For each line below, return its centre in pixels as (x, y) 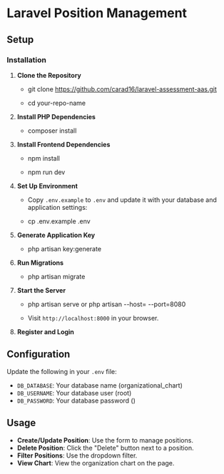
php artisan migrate (56, 276)
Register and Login (45, 332)
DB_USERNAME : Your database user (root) (74, 393)
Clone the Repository (49, 75)
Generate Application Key (56, 235)
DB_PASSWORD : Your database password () (76, 400)
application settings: (57, 207)
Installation (27, 60)
